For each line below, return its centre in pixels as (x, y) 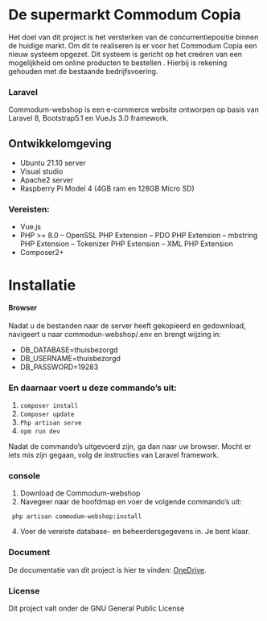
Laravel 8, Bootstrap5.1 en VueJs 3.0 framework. (88, 118)
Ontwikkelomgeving (60, 144)
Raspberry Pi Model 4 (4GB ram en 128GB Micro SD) (107, 189)
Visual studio (41, 171)
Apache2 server (47, 180)
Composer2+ (42, 253)
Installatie (42, 285)
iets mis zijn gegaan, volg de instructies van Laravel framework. (114, 455)
